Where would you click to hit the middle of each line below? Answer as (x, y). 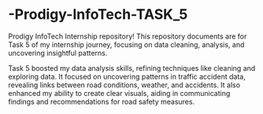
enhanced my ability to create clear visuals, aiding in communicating (119, 93)
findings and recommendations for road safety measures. (102, 101)
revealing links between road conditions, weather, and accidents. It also (124, 85)
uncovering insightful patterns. (58, 53)
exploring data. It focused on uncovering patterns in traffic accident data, (127, 76)
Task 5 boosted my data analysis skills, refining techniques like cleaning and (132, 68)
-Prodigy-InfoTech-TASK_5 (98, 15)
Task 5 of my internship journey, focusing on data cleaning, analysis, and (126, 44)
